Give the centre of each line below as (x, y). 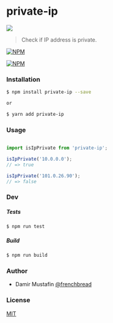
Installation (24, 79)
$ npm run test (26, 227)
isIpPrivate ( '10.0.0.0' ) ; (39, 159)
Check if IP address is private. (59, 40)
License (18, 300)
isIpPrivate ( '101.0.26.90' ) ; (43, 176)
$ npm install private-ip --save (49, 92)
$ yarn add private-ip (35, 114)
